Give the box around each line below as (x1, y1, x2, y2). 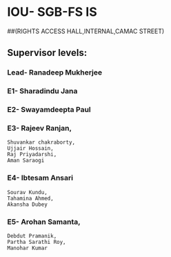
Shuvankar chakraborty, (7, 139, 76, 146)
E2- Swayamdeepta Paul (7, 105, 91, 115)
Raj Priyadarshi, (7, 151, 57, 158)
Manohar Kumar (7, 245, 48, 251)
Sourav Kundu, (7, 189, 48, 196)
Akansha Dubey (7, 201, 48, 208)
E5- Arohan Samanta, (7, 217, 81, 227)
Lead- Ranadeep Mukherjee (7, 68, 103, 77)
